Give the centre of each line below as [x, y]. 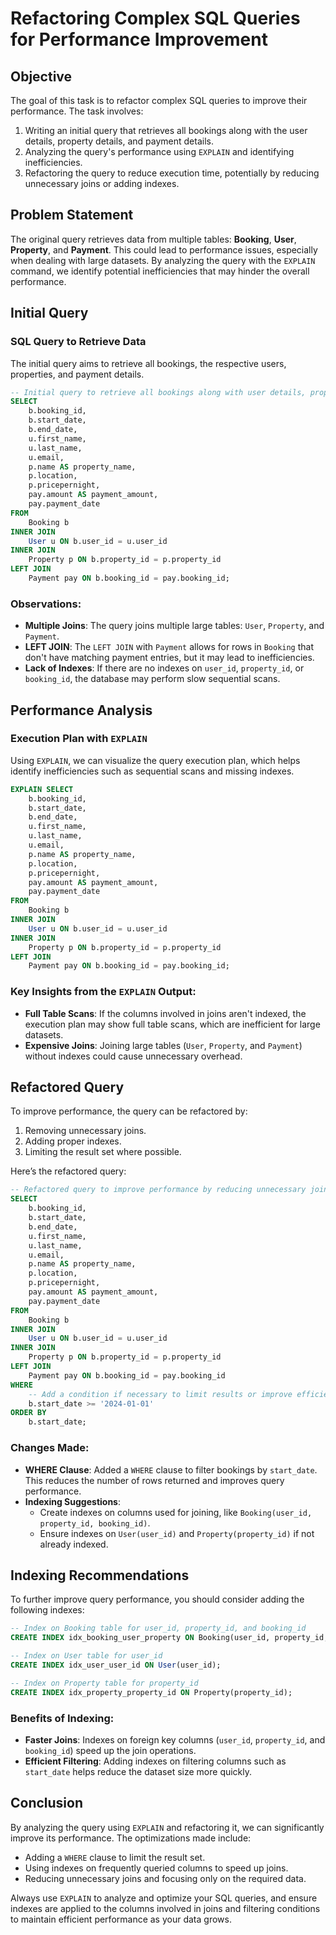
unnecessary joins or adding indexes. [102, 183]
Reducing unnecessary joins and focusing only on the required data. [165, 1878]
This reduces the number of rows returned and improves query [154, 1480]
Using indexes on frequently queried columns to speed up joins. [156, 1868]
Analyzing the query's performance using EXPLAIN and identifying [159, 151]
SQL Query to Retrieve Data [78, 342]
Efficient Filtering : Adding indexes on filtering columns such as [155, 1761]
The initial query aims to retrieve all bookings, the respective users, [148, 363]
